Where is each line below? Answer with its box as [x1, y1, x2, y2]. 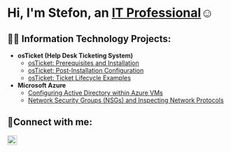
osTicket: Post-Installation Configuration [27, 67, 144, 74]
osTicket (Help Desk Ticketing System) [17, 51, 134, 60]
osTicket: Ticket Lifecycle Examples [27, 74, 132, 82]
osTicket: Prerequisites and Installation [27, 59, 140, 67]
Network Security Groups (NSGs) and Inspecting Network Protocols [27, 96, 224, 104]
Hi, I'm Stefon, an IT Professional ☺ [7, 5, 214, 21]
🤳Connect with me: [7, 116, 92, 128]
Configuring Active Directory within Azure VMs [27, 89, 163, 97]
